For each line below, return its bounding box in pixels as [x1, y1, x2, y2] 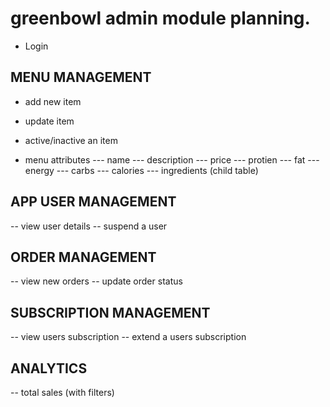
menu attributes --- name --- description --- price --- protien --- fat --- [24, 153, 320, 166]
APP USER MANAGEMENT [10, 193, 177, 211]
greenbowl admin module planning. [10, 7, 311, 30]
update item [24, 115, 75, 127]
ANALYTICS [10, 360, 88, 377]
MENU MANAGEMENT [10, 69, 152, 86]
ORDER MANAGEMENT [10, 248, 157, 266]
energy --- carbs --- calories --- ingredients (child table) [24, 164, 259, 176]
